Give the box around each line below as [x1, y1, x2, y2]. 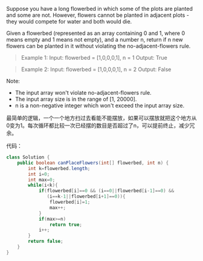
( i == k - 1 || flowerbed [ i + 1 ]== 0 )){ [47, 193, 126, 200]
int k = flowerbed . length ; [28, 165, 91, 171]
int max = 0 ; [28, 177, 56, 183]
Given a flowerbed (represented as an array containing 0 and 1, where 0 [6, 30, 185, 37]
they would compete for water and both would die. [6, 18, 132, 25]
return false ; [28, 238, 63, 245]
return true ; [49, 221, 83, 228]
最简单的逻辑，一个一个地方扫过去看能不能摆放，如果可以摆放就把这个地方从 [6, 115, 197, 121]
